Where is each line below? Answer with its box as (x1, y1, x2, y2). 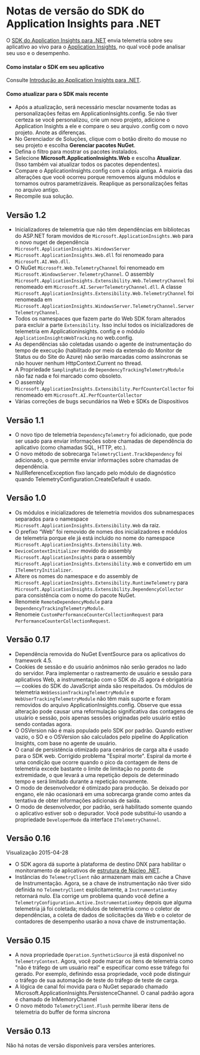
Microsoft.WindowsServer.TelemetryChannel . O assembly (14, 271, 154, 278)
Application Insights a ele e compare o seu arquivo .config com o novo (14, 123, 189, 130)
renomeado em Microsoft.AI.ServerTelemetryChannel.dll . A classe (14, 283, 182, 291)
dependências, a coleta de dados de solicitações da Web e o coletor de (14, 912, 192, 919)
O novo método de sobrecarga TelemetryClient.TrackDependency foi (14, 450, 182, 457)
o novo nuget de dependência (14, 238, 89, 246)
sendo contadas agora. (14, 720, 72, 727)
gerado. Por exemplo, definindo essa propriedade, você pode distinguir (14, 971, 191, 978)
